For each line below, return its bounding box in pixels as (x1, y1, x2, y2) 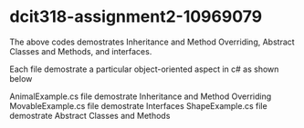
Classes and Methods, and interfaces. (9, 45, 152, 56)
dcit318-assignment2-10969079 (9, 6, 263, 27)
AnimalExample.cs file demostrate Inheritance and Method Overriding (9, 91, 272, 102)
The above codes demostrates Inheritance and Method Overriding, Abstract (9, 36, 295, 47)
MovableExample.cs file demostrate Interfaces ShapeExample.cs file (9, 100, 267, 111)
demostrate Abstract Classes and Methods (9, 110, 171, 121)
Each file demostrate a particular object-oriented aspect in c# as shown (9, 64, 279, 74)
